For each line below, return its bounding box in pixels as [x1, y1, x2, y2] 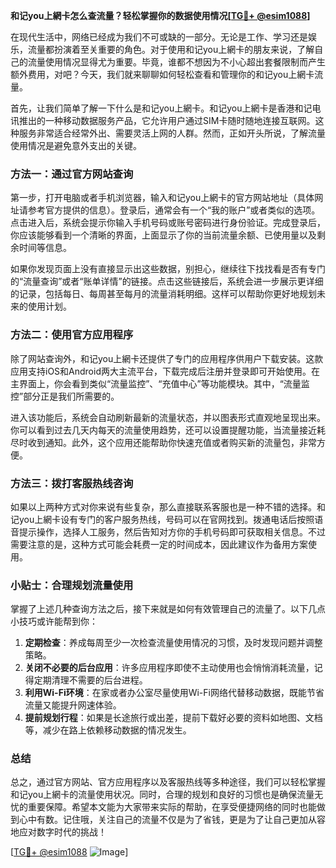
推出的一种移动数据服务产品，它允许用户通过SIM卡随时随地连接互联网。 [18, 115, 316, 126]
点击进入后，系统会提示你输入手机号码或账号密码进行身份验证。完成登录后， [10, 217, 326, 229]
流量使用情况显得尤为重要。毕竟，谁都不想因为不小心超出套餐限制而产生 [27, 56, 326, 68]
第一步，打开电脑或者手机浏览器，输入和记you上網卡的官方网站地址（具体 [10, 192, 315, 204]
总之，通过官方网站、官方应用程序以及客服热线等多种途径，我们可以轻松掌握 [10, 776, 326, 788]
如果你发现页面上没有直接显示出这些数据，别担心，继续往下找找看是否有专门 [10, 263, 326, 275]
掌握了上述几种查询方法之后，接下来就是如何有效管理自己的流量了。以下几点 [10, 603, 326, 615]
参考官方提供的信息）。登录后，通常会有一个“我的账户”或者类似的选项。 [27, 204, 321, 216]
